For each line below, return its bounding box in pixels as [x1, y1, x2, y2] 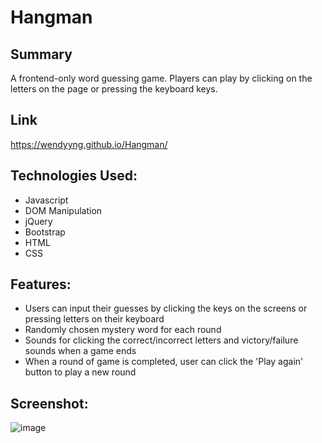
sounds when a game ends [24, 345, 137, 357]
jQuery [24, 215, 53, 227]
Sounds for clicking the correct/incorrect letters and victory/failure [24, 334, 299, 346]
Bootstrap [24, 226, 66, 238]
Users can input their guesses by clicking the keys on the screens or [24, 302, 308, 315]
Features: [10, 276, 72, 293]
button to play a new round [24, 366, 137, 378]
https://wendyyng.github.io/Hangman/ [10, 138, 168, 150]
